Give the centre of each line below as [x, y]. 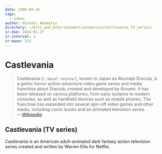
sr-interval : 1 [20, 37]
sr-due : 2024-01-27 [25, 32]
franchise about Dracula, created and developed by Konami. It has [83, 89]
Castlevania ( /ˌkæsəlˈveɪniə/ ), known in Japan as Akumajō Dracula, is [87, 78]
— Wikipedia [29, 114]
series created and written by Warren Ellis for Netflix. [58, 146]
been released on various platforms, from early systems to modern [83, 94]
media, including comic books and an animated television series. [81, 109]
